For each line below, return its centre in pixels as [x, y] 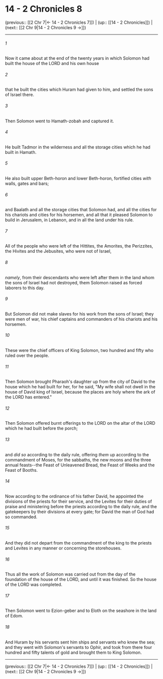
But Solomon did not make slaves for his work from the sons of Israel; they [80, 314]
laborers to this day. [25, 288]
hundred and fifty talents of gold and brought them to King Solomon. [73, 652]
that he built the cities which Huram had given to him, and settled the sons [79, 90]
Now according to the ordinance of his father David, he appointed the [74, 496]
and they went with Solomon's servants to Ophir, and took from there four [79, 647]
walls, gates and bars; [27, 183]
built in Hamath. [21, 152]
